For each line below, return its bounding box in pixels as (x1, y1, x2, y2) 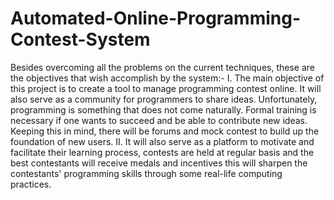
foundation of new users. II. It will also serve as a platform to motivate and (10, 135, 315, 147)
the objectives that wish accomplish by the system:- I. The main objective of (10, 72, 325, 84)
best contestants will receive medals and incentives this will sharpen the (10, 157, 308, 169)
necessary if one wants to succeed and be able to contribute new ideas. (10, 114, 308, 126)
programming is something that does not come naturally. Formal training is (10, 103, 317, 116)
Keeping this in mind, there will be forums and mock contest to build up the (10, 125, 320, 137)
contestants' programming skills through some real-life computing (10, 167, 283, 179)
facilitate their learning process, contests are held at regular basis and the (10, 146, 315, 158)
